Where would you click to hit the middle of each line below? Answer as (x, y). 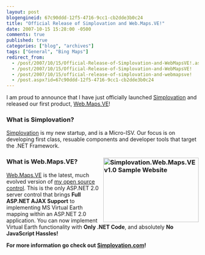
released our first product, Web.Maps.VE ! (59, 104)
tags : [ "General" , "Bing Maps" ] (47, 52)
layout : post (23, 12)
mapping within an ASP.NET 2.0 (46, 214)
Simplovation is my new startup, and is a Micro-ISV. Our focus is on (91, 133)
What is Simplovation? (40, 120)
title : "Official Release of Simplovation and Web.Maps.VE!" (86, 23)
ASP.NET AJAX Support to (41, 201)
